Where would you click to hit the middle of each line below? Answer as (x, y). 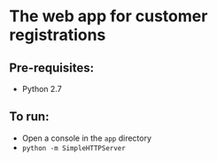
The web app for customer (108, 16)
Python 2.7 (42, 89)
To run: (29, 117)
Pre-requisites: (52, 68)
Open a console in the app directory (87, 138)
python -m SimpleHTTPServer (74, 148)
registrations (58, 35)
